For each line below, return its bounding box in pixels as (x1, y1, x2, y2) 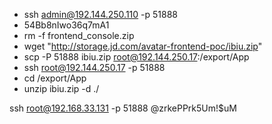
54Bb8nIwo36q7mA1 (23, 19, 110, 31)
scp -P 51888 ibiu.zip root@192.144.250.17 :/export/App (23, 51, 250, 63)
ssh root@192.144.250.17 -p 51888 (23, 62, 166, 73)
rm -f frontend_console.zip (23, 30, 135, 41)
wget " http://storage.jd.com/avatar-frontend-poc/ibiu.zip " (23, 40, 263, 52)
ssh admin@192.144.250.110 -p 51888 (23, 9, 178, 20)
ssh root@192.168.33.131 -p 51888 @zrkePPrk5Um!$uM (9, 102, 237, 114)
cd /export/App (23, 72, 87, 84)
